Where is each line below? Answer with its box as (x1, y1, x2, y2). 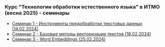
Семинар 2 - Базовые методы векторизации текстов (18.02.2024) (11, 31, 151, 37)
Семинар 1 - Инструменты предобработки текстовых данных (11, 21, 143, 26)
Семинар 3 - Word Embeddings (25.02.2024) (11, 36, 106, 42)
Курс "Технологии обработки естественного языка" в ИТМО (4, 3, 160, 10)
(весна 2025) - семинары (4, 9, 70, 16)
